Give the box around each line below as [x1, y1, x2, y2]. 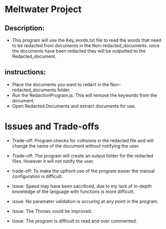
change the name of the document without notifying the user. [12, 143, 140, 149]
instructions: [5, 68, 46, 77]
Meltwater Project [5, 4, 82, 15]
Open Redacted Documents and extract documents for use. [12, 103, 136, 109]
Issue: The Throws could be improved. [12, 208, 92, 214]
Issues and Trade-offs [5, 121, 99, 132]
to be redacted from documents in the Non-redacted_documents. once [12, 43, 160, 49]
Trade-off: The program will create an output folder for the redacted [12, 152, 153, 159]
